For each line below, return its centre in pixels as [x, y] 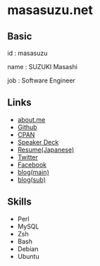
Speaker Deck [38, 142]
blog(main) [33, 172]
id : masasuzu [27, 53]
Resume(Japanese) [46, 150]
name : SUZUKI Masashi [43, 67]
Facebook [32, 164]
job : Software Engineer [42, 80]
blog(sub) [32, 179]
